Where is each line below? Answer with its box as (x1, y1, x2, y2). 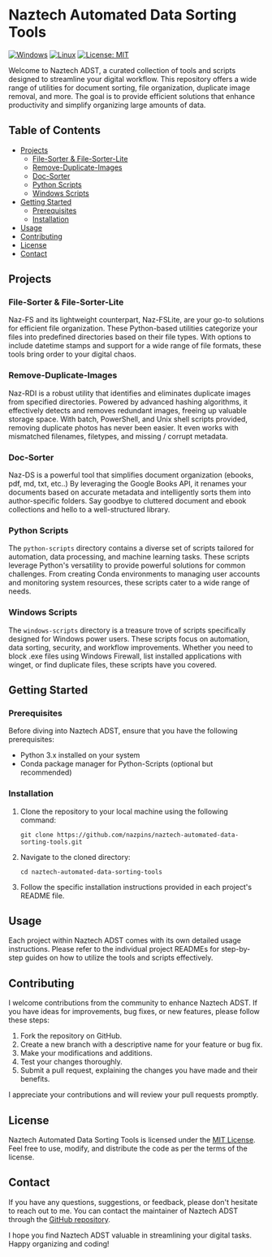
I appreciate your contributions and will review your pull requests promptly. (8, 1090, 259, 1099)
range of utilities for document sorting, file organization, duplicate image (8, 83, 250, 93)
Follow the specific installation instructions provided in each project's (19, 882, 253, 892)
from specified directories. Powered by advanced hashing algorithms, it (8, 396, 248, 407)
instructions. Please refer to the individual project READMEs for (8, 944, 220, 954)
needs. (8, 586, 32, 596)
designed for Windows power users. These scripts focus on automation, (8, 633, 250, 643)
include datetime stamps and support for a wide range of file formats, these (8, 341, 261, 351)
